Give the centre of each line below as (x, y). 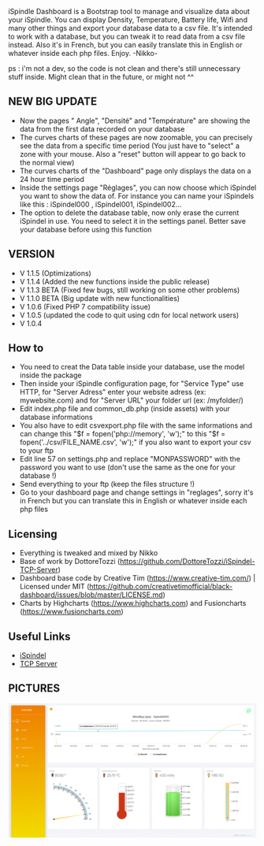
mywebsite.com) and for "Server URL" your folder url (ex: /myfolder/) (132, 400)
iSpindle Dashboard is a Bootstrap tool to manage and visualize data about (129, 11)
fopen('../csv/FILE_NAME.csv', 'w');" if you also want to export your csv (135, 442)
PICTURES (34, 688)
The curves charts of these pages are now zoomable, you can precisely (136, 137)
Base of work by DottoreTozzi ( (70, 562)
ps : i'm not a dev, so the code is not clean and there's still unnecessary (125, 69)
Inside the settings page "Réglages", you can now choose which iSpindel (138, 187)
